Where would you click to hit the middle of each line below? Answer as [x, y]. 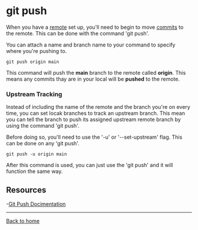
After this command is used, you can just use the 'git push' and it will [90, 165]
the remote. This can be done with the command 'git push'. [77, 33]
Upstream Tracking [34, 94]
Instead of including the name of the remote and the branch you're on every [98, 107]
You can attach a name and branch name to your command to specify [91, 45]
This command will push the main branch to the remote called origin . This [96, 72]
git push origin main [33, 62]
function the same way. [34, 171]
